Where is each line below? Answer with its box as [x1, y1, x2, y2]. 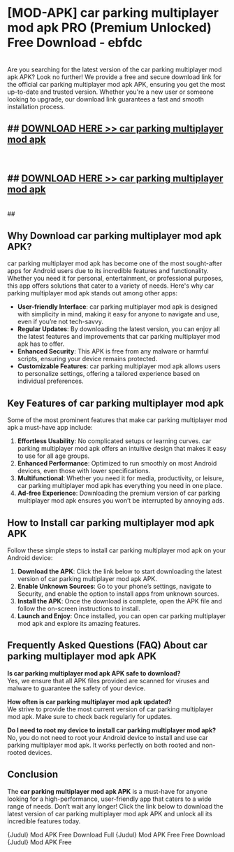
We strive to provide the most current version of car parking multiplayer [7, 705, 214, 713]
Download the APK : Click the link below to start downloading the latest [17, 567, 222, 575]
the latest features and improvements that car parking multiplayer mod [17, 333, 221, 341]
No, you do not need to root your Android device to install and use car [7, 733, 208, 741]
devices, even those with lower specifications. [17, 467, 151, 475]
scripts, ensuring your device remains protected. [17, 355, 158, 363]
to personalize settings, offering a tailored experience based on [17, 370, 200, 378]
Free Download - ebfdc [7, 35, 143, 50]
